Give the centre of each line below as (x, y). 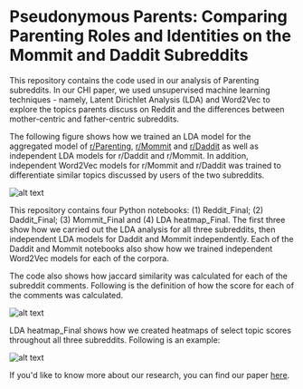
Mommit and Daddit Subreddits (129, 55)
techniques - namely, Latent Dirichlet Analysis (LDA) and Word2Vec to (140, 99)
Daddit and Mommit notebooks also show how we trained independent (141, 248)
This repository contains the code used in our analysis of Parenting (134, 80)
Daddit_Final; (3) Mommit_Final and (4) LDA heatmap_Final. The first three (147, 219)
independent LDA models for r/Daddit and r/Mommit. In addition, (129, 155)
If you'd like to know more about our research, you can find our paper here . (150, 374)
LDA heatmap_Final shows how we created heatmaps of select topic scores (151, 330)
